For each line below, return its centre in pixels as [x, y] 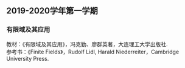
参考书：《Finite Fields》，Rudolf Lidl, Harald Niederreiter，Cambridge [93, 52]
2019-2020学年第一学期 [52, 11]
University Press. [28, 58]
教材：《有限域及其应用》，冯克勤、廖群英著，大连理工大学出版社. [87, 44]
